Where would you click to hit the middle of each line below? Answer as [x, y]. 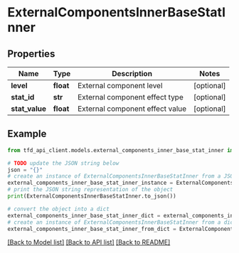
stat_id [23, 97]
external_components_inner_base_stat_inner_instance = [90, 183]
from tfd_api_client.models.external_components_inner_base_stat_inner [116, 150]
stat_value [28, 109]
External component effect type [130, 97]
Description [132, 74]
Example [27, 134]
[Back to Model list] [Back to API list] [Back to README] [89, 242]
